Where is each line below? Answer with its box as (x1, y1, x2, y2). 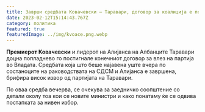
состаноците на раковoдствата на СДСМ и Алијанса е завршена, (6, 68, 177, 75)
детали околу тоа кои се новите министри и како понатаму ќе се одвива (6, 93, 196, 100)
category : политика (6, 20, 56, 26)
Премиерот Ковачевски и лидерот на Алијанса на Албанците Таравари (6, 48, 195, 55)
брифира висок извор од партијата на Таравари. (6, 74, 133, 82)
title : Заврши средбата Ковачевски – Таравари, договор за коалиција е (6, 9, 192, 15)
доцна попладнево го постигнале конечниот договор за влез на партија (6, 55, 194, 62)
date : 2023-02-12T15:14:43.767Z (6, 15, 88, 21)
